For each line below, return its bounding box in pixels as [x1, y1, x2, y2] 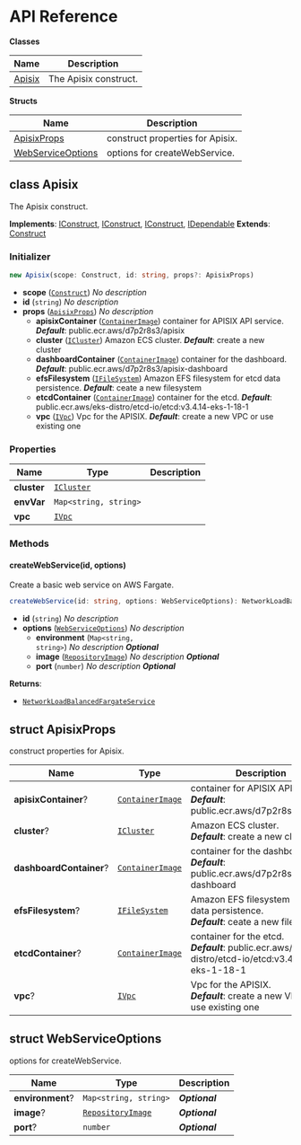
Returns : [9, 678, 42, 689]
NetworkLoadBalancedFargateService [21, 698, 156, 707]
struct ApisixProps [9, 721, 116, 737]
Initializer [9, 250, 51, 262]
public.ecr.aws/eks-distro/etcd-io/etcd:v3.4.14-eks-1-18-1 [35, 401, 249, 412]
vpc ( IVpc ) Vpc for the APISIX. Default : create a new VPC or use [35, 410, 274, 421]
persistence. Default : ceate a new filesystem [35, 382, 202, 392]
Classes [9, 36, 40, 47]
